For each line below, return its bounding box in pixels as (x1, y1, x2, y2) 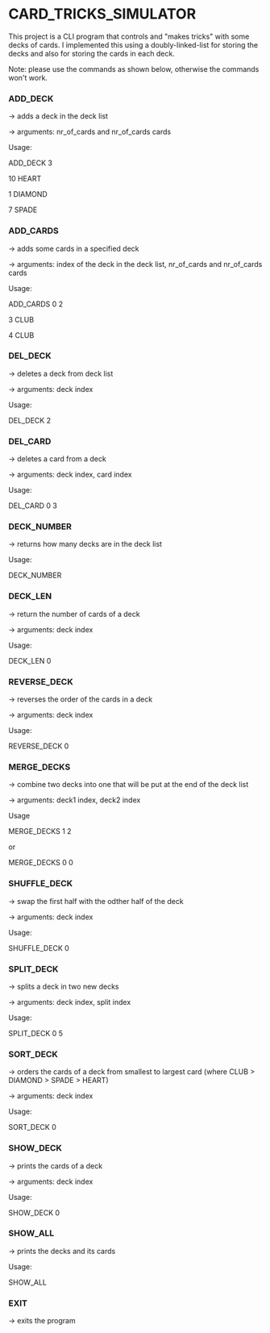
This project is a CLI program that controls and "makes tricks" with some (8, 31, 250, 41)
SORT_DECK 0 (8, 1123, 56, 1132)
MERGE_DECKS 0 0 (8, 858, 74, 868)
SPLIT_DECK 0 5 (8, 1028, 63, 1038)
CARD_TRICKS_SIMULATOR (8, 5, 197, 23)
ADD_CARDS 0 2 (8, 299, 64, 309)
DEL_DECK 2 (8, 415, 51, 425)
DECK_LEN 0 (8, 656, 52, 665)
